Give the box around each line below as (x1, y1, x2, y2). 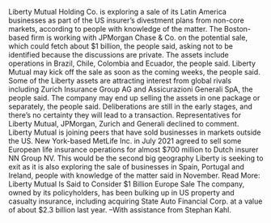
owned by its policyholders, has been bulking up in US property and (8, 188, 235, 197)
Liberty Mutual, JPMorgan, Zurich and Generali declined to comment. (8, 119, 239, 128)
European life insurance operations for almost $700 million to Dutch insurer (8, 145, 259, 154)
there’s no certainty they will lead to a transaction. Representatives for (8, 110, 242, 120)
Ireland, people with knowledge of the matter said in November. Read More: (8, 170, 260, 180)
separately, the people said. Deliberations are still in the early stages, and (8, 101, 253, 111)
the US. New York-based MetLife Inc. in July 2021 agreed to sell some (8, 136, 242, 145)
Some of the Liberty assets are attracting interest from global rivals (8, 76, 232, 85)
